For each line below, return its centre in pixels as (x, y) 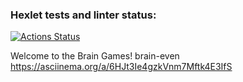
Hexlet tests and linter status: (83, 15)
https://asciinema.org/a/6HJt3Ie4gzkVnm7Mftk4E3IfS (121, 67)
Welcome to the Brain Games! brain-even (95, 56)
